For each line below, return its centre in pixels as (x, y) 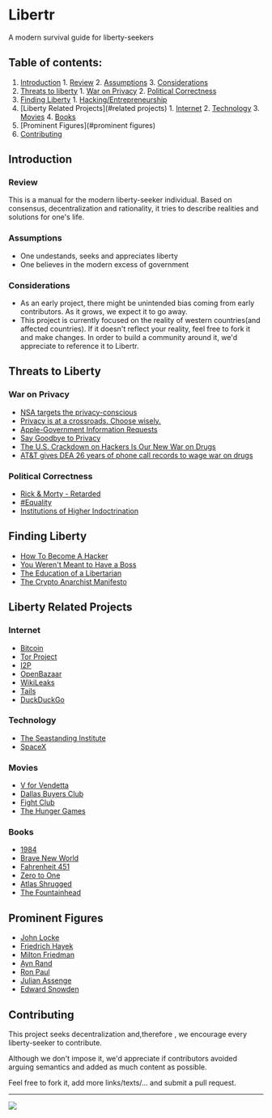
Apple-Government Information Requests (89, 429)
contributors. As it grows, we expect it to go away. (104, 312)
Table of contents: (55, 63)
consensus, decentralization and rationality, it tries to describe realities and (134, 209)
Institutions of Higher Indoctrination (79, 511)
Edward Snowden (49, 989)
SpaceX (33, 746)
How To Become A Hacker (64, 555)
